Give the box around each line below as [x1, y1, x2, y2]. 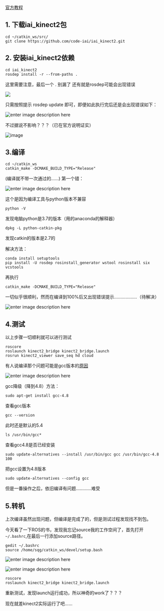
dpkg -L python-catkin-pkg [5, 226, 62, 231]
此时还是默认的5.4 [5, 422, 43, 428]
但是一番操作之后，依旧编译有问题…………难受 [5, 485, 100, 491]
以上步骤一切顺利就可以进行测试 [5, 334, 72, 340]
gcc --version [5, 413, 35, 418]
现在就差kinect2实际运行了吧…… [5, 600, 73, 607]
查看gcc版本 [5, 403, 31, 409]
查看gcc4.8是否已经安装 [5, 442, 56, 448]
